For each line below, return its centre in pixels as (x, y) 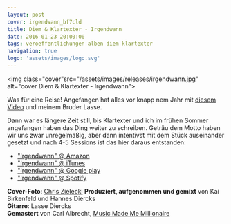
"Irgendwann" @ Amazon (53, 156)
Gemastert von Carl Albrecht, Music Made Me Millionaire (89, 213)
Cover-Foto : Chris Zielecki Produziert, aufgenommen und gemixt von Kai (113, 191)
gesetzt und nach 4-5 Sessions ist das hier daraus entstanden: (96, 142)
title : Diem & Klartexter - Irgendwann (65, 29)
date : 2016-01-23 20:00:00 (46, 37)
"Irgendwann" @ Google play (59, 170)
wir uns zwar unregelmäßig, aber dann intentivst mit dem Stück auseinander (116, 135)
